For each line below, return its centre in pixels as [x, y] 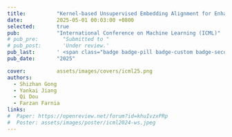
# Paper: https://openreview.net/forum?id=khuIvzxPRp [88, 116]
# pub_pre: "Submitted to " [58, 39]
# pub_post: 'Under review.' [58, 46]
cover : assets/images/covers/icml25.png [80, 71]
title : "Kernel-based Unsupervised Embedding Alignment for [109, 13]
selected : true [38, 26]
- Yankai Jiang [35, 91]
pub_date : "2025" [41, 59]
